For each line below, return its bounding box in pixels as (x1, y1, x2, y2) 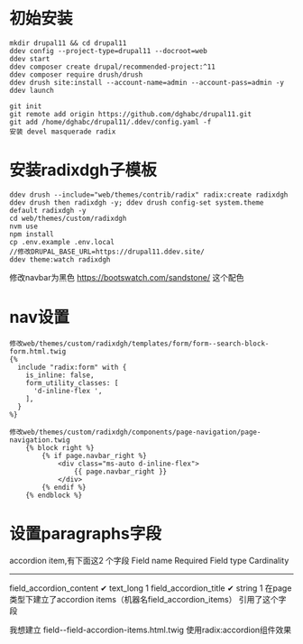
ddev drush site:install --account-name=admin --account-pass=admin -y (9, 78, 284, 87)
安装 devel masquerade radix (9, 127, 116, 136)
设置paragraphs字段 (9, 524, 162, 544)
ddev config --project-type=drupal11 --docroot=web (9, 46, 207, 55)
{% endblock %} (25, 491, 83, 500)
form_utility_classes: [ (25, 378, 119, 388)
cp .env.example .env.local (9, 237, 115, 246)
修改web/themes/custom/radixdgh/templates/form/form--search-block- (9, 339, 270, 348)
